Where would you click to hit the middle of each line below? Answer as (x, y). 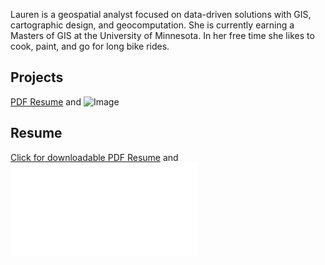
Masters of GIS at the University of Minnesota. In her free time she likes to (162, 35)
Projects (37, 77)
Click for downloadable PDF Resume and (94, 157)
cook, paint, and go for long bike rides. (90, 46)
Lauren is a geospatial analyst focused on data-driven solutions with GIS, (161, 14)
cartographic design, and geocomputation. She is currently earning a (152, 25)
